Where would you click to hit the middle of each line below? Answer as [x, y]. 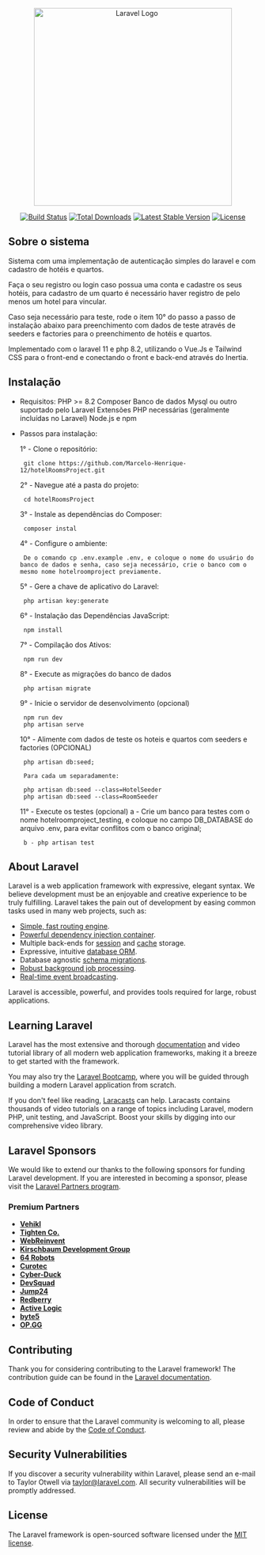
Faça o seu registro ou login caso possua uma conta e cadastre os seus [125, 284]
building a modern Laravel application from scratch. [92, 1085]
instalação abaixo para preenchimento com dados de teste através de [122, 325]
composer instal [50, 529]
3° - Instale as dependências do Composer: [91, 514]
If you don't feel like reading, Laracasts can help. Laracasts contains [119, 1101]
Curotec [33, 1266]
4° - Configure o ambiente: [64, 543]
